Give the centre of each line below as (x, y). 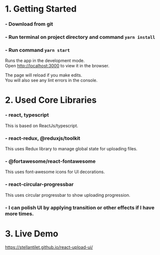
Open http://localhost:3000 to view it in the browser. (57, 66)
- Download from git (29, 24)
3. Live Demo (32, 233)
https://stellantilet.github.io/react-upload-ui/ (49, 247)
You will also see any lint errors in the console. (51, 80)
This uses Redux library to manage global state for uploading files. (71, 149)
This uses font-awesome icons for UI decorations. (55, 172)
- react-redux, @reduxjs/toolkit (43, 138)
